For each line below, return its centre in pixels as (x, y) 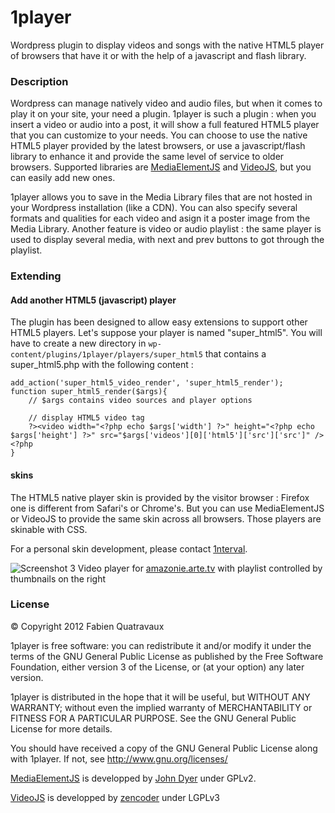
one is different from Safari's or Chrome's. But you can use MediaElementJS (167, 508)
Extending (36, 276)
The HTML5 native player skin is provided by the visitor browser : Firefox (160, 497)
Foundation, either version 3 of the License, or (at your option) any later (157, 667)
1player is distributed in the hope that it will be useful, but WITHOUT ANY (160, 697)
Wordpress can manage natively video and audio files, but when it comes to (166, 103)
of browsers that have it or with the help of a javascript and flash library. (158, 55)
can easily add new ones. (63, 178)
